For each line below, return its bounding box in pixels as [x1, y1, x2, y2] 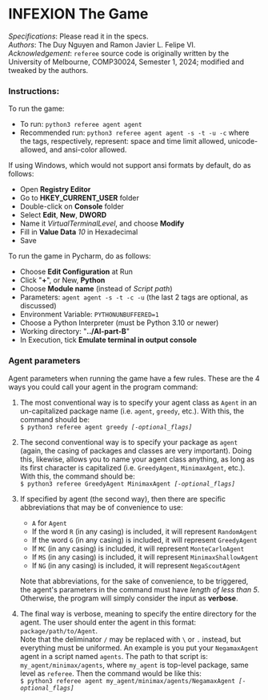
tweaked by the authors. [8, 65, 89, 75]
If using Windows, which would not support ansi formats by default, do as [8, 161, 251, 170]
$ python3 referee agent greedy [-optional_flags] [19, 423, 193, 431]
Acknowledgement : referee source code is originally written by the [8, 48, 230, 58]
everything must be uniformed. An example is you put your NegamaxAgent [19, 643, 258, 653]
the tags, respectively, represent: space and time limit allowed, [19, 136, 226, 146]
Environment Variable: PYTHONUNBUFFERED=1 [19, 310, 159, 319]
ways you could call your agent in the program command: [8, 382, 198, 392]
